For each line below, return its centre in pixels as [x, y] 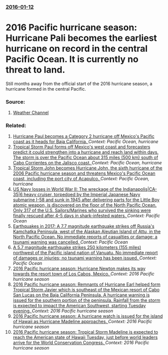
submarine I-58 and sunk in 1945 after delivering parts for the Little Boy [86, 200]
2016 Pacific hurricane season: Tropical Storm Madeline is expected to [85, 332]
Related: [16, 125]
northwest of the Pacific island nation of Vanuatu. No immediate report [85, 253]
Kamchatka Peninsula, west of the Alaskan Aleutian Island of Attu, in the [87, 232]
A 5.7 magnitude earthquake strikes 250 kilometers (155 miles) [77, 247]
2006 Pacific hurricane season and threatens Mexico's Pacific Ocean [84, 173]
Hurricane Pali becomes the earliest [82, 38]
